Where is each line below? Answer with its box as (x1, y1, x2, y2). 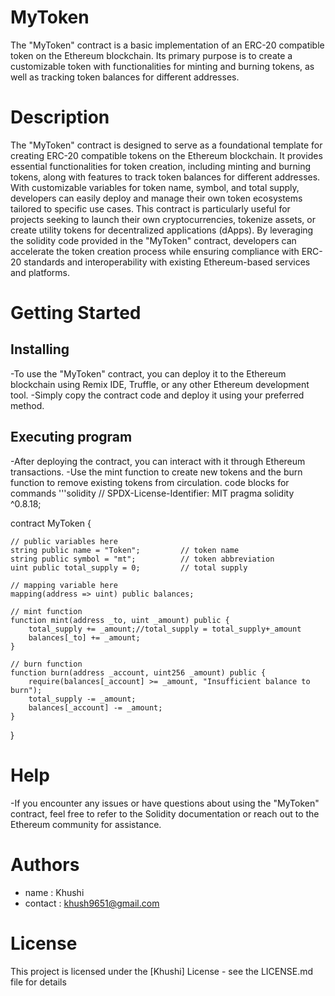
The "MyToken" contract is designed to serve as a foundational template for (10, 139, 323, 151)
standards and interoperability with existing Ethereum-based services (23, 256, 311, 268)
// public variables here (10, 536, 118, 546)
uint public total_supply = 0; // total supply (10, 562, 248, 573)
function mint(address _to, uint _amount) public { (10, 615, 230, 625)
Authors (10, 853, 80, 876)
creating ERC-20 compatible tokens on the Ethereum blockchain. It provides (10, 149, 323, 161)
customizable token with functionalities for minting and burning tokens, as (10, 60, 315, 72)
